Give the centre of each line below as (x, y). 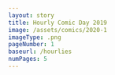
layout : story (32, 15)
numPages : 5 (28, 59)
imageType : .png (35, 37)
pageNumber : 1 (32, 45)
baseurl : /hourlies (40, 52)
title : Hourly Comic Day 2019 (58, 23)
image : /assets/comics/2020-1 (58, 30)
